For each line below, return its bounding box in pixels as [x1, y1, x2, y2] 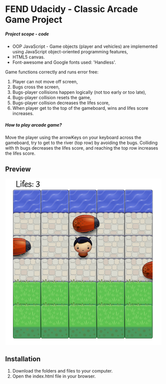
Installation [5, 355, 41, 363]
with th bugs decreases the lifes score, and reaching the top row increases [5, 145, 158, 151]
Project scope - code [5, 31, 49, 37]
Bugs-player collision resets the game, [12, 95, 91, 101]
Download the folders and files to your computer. [12, 368, 113, 374]
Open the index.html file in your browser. [12, 373, 96, 380]
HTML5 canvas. [12, 54, 45, 60]
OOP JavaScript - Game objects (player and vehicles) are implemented [12, 43, 158, 49]
